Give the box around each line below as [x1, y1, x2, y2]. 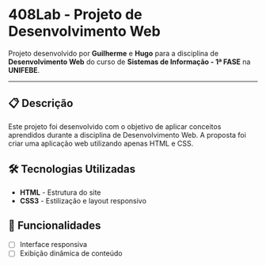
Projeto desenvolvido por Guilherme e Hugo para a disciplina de [8, 48, 219, 58]
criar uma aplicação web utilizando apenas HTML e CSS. [8, 139, 194, 148]
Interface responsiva [19, 240, 88, 249]
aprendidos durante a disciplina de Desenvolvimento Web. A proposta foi [8, 130, 247, 139]
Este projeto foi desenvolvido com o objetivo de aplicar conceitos [8, 121, 222, 131]
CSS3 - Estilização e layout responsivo [19, 196, 146, 205]
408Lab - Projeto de [8, 6, 142, 24]
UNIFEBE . [8, 65, 40, 74]
